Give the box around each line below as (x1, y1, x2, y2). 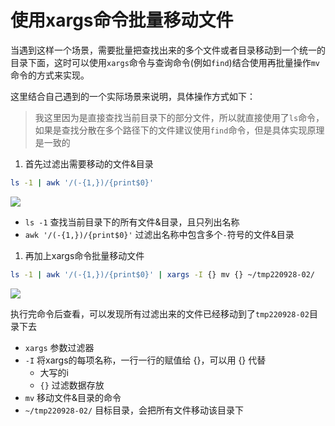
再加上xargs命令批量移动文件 (24, 249, 145, 261)
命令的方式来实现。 (10, 69, 90, 81)
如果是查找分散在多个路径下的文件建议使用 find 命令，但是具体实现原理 (34, 124, 325, 136)
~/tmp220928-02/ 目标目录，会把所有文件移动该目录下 (24, 404, 245, 416)
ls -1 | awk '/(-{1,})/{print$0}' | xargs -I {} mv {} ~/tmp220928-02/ (10, 269, 315, 280)
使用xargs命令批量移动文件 (10, 9, 234, 32)
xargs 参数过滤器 (24, 341, 95, 353)
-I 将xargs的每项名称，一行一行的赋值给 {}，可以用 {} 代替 (24, 354, 267, 366)
